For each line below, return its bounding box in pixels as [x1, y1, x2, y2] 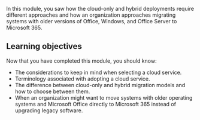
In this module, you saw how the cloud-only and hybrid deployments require [6, 5, 195, 12]
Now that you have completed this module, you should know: [6, 57, 157, 64]
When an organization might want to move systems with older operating [14, 94, 193, 101]
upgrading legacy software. [14, 107, 83, 114]
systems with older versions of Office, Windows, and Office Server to [6, 18, 177, 24]
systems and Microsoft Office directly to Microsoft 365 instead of [14, 100, 177, 107]
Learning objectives [6, 41, 83, 51]
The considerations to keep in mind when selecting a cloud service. [14, 69, 182, 76]
